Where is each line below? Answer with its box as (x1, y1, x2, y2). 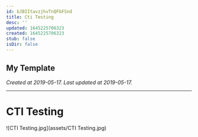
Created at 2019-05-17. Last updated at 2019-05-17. (6, 79, 133, 86)
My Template (6, 63, 55, 73)
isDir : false (6, 42, 38, 48)
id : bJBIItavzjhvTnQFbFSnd (6, 8, 72, 15)
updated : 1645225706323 (6, 25, 65, 31)
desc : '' (6, 19, 28, 25)
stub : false (6, 36, 35, 42)
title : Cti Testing (6, 14, 54, 20)
